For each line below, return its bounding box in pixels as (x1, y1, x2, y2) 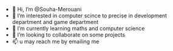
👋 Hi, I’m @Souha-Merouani (12, 6, 82, 13)
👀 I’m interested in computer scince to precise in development (12, 12, 168, 19)
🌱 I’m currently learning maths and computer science (12, 25, 145, 32)
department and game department (12, 19, 99, 25)
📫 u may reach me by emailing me (12, 38, 100, 45)
